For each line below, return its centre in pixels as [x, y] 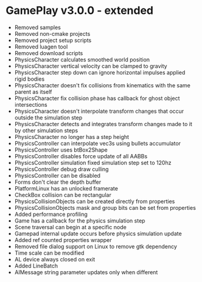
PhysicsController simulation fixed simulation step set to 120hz [93, 163]
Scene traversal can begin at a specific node [71, 227]
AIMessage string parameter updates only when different [86, 272]
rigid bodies [30, 79]
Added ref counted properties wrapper [63, 240]
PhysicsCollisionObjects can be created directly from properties [95, 201]
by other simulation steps [46, 130]
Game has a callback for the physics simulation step [80, 220]
